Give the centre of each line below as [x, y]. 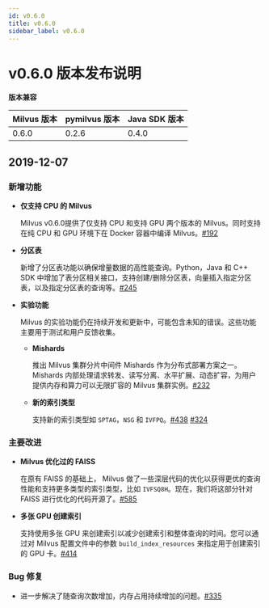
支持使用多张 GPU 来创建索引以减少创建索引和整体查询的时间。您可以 [136, 534]
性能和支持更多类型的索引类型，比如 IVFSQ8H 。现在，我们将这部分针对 [136, 489]
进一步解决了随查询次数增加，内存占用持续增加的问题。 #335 [121, 596]
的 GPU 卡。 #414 [48, 554]
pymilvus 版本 [92, 120]
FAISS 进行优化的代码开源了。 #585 [78, 499]
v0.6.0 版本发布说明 [75, 73]
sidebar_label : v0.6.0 [46, 31]
